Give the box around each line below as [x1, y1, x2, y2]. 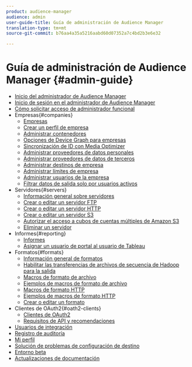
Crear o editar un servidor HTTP [23, 205, 101, 212]
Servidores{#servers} [14, 186, 67, 194]
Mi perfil [14, 336, 35, 344]
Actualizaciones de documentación [14, 355, 100, 362]
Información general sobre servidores [23, 193, 115, 200]
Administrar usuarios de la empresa [23, 174, 109, 181]
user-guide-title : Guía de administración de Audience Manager [6, 19, 164, 25]
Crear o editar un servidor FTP [23, 199, 97, 206]
